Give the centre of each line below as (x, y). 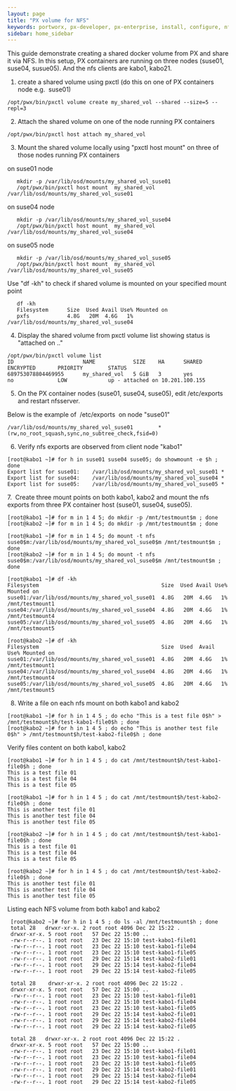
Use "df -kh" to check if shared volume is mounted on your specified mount (117, 284)
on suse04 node (31, 207)
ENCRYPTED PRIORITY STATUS (67, 368)
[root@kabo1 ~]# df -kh (42, 579)
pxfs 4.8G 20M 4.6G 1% (75, 316)
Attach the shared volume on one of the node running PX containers (116, 122)
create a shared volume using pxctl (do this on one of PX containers (116, 82)
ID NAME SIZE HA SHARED (105, 362)
